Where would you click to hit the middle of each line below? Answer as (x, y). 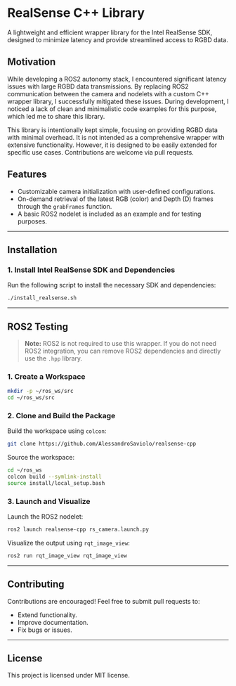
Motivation (32, 62)
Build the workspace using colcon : (57, 431)
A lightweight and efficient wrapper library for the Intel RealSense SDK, (110, 32)
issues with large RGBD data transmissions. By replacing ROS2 (98, 86)
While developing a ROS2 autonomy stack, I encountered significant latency (117, 79)
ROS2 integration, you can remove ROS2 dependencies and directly (123, 351)
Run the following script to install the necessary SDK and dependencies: (112, 285)
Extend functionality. (47, 615)
